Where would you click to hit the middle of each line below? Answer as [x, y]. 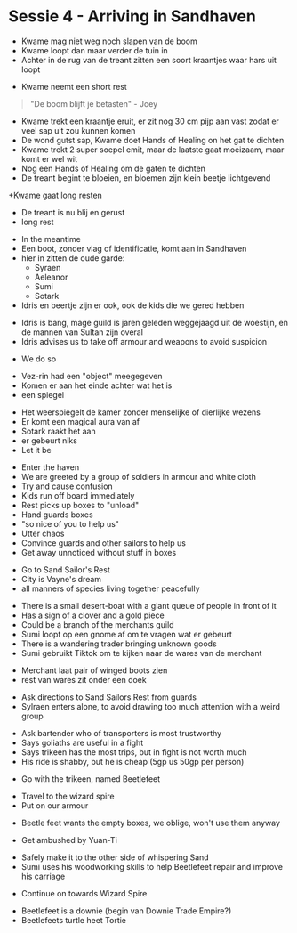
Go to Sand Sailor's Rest [65, 569]
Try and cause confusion [67, 486]
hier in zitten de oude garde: [73, 258]
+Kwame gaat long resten [56, 195]
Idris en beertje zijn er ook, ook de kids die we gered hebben [132, 305]
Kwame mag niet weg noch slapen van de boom [109, 41]
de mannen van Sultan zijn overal [82, 332]
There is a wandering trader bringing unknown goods [119, 644]
